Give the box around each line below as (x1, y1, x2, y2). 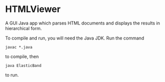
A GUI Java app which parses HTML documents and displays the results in (5, 20, 160, 26)
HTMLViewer (5, 3, 61, 15)
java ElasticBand (5, 63, 42, 68)
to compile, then (5, 53, 39, 59)
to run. (5, 71, 19, 78)
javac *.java (5, 44, 33, 49)
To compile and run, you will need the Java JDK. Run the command (5, 35, 144, 41)
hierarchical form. (5, 25, 42, 31)
